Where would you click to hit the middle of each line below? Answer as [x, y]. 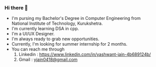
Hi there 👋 [16, 8]
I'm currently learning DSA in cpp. [45, 29]
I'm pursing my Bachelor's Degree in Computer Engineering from [76, 18]
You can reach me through [38, 49]
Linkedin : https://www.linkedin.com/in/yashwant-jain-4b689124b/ [85, 54]
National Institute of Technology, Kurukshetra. [57, 23]
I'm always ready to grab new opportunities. [55, 39]
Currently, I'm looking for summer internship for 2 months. [69, 44]
